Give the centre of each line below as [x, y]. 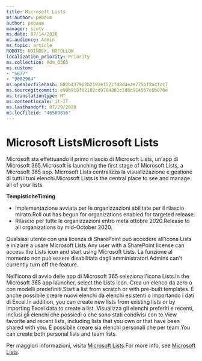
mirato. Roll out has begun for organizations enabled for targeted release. [105, 215]
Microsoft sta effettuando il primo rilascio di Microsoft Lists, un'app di [92, 159]
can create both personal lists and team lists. [62, 334]
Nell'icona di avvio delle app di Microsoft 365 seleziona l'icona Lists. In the [98, 276]
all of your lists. [25, 185]
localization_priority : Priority [48, 57]
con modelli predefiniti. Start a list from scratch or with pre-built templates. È [100, 289]
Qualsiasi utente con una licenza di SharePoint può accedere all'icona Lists [99, 239]
